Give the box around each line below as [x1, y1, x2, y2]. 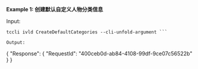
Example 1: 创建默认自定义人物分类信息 [6, 6, 103, 12]
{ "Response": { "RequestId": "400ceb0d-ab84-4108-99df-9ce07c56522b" [6, 50, 193, 57]
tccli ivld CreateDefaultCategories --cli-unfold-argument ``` [6, 29, 168, 35]
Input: [6, 18, 21, 24]
